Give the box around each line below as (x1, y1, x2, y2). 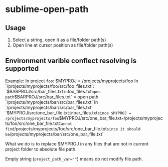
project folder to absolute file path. (5, 146, 77, 152)
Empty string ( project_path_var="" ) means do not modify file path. (5, 155, 143, 161)
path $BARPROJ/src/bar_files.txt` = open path (5, 94, 99, 100)
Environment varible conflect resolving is (5, 57, 137, 65)
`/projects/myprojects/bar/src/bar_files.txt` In (5, 99, 98, 105)
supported (5, 64, 39, 73)
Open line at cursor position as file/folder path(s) (12, 42, 113, 48)
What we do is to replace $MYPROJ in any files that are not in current (5, 140, 149, 146)
